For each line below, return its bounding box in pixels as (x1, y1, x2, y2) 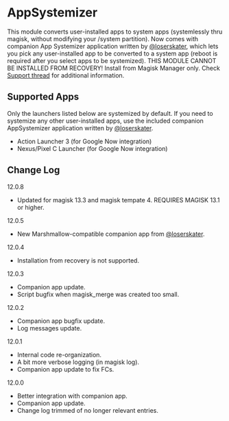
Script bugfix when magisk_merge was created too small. (16, 290, 180, 298)
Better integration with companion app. (16, 392, 128, 400)
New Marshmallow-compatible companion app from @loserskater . (16, 230, 205, 238)
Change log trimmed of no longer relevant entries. (16, 406, 159, 414)
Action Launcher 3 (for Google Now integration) (16, 137, 152, 145)
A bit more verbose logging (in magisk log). (16, 358, 139, 366)
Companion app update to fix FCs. (16, 365, 114, 373)
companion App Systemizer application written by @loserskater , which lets (7, 42, 219, 50)
